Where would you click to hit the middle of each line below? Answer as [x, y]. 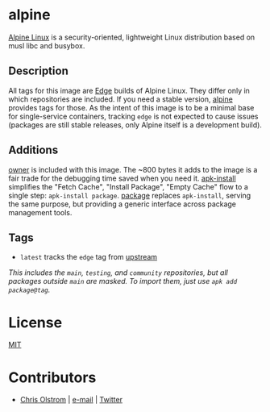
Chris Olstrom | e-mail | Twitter [71, 400]
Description [38, 71]
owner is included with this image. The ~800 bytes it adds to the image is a [133, 169]
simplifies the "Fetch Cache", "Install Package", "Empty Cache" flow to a [128, 186]
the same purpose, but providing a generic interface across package [122, 204]
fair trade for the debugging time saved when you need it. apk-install [122, 178]
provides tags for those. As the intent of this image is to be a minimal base [131, 107]
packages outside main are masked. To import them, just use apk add [123, 281]
